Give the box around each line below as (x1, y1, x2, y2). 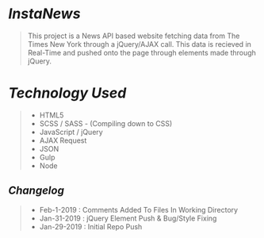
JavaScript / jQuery (39, 127, 103, 136)
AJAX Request (39, 136, 87, 145)
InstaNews (8, 5, 81, 23)
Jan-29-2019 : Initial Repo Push (39, 221, 143, 231)
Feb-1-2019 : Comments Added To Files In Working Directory (39, 205, 239, 214)
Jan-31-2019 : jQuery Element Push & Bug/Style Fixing (39, 213, 217, 223)
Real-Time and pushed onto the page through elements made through (27, 48, 256, 57)
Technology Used (8, 84, 127, 102)
